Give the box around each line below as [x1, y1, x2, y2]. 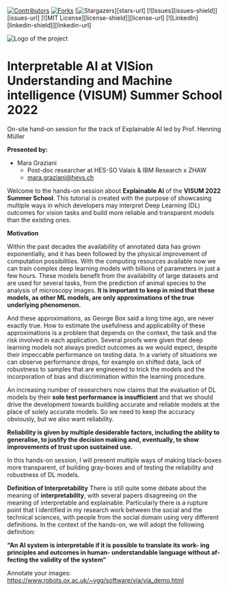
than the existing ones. [7, 216, 72, 224]
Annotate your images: [7, 568, 71, 577]
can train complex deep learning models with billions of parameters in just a [7, 264, 221, 273]
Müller [7, 132, 25, 140]
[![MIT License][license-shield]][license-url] [40, 14, 165, 22]
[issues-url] [7, 14, 40, 22]
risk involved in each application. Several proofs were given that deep [7, 336, 204, 344]
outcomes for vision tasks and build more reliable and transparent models [7, 208, 215, 216]
